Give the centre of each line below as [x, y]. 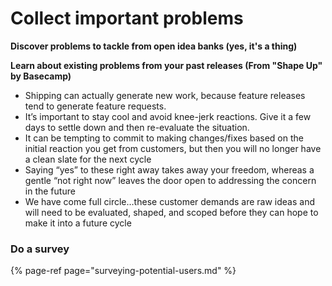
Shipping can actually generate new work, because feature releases [165, 95]
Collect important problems [127, 18]
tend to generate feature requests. [95, 106]
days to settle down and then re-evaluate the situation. [137, 127]
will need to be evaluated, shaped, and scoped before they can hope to [171, 212]
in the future [50, 191]
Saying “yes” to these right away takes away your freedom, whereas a [169, 169]
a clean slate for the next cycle [88, 159]
